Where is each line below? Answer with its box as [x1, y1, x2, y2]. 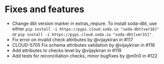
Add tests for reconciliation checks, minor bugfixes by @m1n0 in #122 [12, 52, 158, 59]
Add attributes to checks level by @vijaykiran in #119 [12, 47, 122, 53]
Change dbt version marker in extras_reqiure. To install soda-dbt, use [12, 20, 157, 26]
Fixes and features [5, 4, 85, 15]
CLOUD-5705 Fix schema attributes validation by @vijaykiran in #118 [12, 42, 155, 48]
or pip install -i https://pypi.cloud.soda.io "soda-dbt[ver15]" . [12, 31, 153, 37]
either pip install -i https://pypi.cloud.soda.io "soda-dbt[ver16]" [12, 25, 159, 31]
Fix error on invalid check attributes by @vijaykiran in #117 [12, 37, 134, 43]
